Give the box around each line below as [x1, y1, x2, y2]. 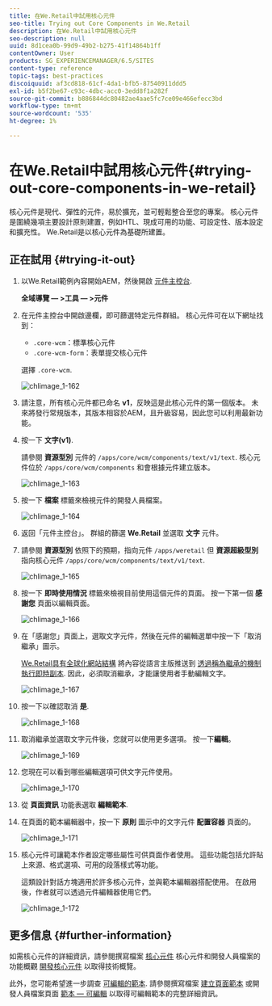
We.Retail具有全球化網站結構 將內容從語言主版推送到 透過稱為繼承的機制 [20, 658, 262, 667]
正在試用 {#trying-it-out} [9, 253, 136, 267]
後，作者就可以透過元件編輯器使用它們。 [20, 886, 156, 897]
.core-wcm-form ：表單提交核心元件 [32, 347, 148, 357]
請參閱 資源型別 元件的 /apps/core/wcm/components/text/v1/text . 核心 [20, 452, 253, 461]
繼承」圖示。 [20, 641, 64, 650]
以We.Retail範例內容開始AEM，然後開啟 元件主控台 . [20, 276, 193, 285]
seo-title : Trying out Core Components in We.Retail [9, 19, 190, 27]
